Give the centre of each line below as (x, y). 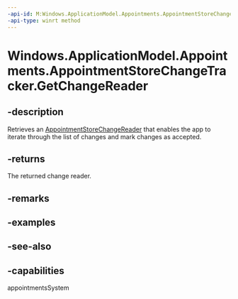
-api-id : (20, 14)
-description (35, 112)
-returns (26, 159)
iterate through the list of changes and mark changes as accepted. (104, 136)
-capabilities (36, 271)
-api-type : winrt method (44, 21)
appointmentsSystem (38, 288)
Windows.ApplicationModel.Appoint (118, 56)
